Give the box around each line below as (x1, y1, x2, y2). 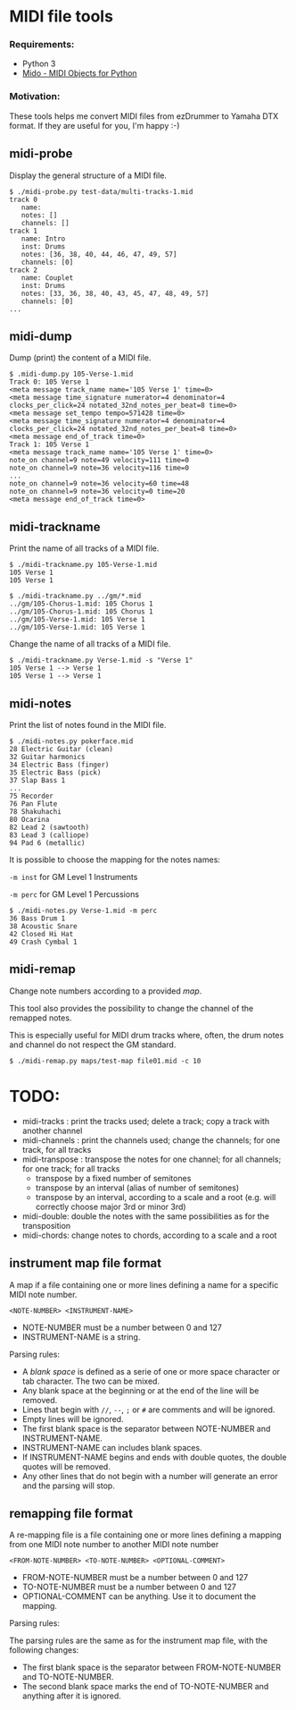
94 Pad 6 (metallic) (9, 839, 86, 848)
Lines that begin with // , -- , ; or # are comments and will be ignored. (21, 1404, 275, 1415)
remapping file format (9, 1505, 134, 1521)
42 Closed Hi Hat (9, 930, 74, 939)
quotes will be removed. (21, 1460, 111, 1472)
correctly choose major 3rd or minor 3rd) (35, 1201, 186, 1212)
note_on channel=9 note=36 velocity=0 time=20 (9, 487, 185, 496)
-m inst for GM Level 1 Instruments (9, 872, 138, 883)
